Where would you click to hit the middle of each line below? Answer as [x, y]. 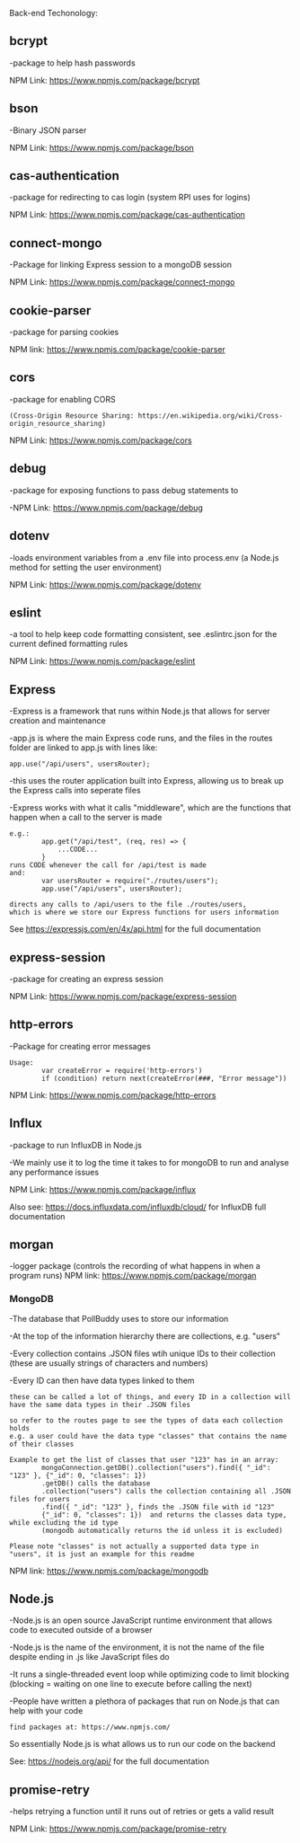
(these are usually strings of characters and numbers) [109, 1363]
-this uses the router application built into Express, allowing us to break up [147, 781]
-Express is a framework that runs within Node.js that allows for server [140, 711]
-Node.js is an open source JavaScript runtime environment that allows [141, 1620]
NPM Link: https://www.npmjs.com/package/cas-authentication [127, 215]
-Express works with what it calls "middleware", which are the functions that [150, 808]
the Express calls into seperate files [75, 791]
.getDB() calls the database [96, 1483]
